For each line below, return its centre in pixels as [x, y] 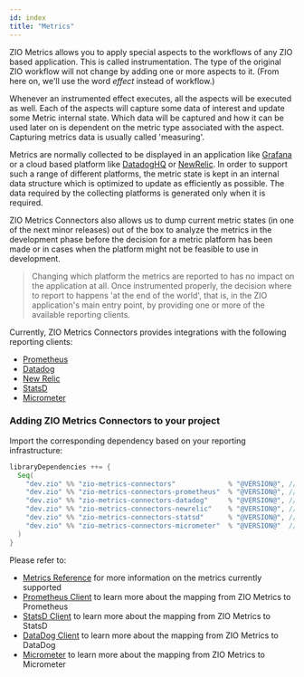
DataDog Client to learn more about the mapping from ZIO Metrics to [150, 635]
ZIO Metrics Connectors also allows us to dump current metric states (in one [152, 220]
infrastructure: [36, 450]
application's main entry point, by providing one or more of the [148, 305]
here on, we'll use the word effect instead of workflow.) [112, 81]
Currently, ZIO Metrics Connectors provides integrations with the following [148, 332]
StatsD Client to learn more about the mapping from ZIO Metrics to [147, 615]
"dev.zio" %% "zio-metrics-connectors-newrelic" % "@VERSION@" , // [161, 509]
